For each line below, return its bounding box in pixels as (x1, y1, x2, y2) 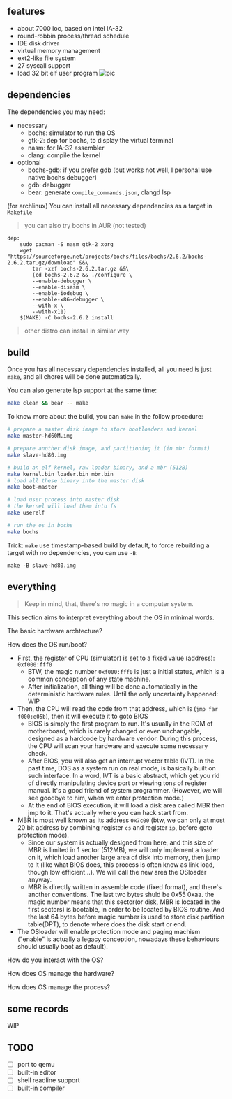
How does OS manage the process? (7, 982, 111, 991)
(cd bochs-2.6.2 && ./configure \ (32, 271, 132, 278)
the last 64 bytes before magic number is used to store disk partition (27, 912, 225, 921)
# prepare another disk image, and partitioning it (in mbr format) (7, 445, 210, 452)
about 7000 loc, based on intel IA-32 (17, 24, 123, 32)
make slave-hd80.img (7, 451, 68, 459)
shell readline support (17, 1076, 80, 1084)
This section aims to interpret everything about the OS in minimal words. (7, 613, 215, 622)
